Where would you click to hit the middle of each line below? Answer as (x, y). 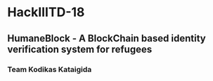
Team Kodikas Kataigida (50, 69)
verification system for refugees (80, 49)
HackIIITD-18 (46, 12)
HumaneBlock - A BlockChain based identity (106, 38)
